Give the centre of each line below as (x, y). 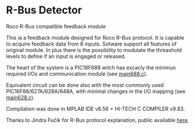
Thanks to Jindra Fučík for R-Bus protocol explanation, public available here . (97, 120)
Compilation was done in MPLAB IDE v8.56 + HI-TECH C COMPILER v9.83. (95, 109)
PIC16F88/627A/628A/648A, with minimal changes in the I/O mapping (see (96, 91)
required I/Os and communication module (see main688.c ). (77, 74)
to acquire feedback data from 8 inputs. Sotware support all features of (91, 44)
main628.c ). (20, 97)
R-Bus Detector (44, 10)
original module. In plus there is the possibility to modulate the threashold (94, 50)
